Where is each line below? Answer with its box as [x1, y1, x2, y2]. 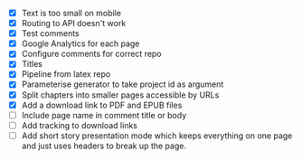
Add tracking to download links [21, 119, 137, 130]
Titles [21, 59, 42, 70]
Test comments [21, 28, 80, 39]
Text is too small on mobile [21, 8, 121, 18]
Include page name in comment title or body [21, 109, 187, 120]
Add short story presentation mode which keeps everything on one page [21, 130, 293, 141]
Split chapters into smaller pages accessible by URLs [21, 89, 220, 100]
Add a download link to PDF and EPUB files [21, 99, 183, 110]
